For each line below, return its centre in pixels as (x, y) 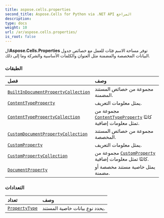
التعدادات (15, 188)
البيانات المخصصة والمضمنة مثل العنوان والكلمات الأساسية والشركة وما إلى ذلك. (78, 55)
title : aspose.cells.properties (38, 9)
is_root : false (20, 37)
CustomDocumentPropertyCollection (48, 134)
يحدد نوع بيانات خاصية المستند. (74, 208)
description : (18, 18)
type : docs (16, 23)
